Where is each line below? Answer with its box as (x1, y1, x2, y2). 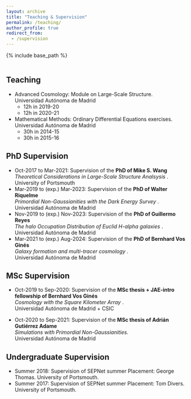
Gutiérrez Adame (14, 323, 57, 330)
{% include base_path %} (6, 52, 68, 59)
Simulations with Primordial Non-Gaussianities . (14, 329, 129, 336)
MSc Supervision (6, 271, 70, 281)
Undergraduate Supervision (6, 352, 110, 362)
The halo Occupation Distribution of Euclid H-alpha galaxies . (14, 223, 164, 230)
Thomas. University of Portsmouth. (14, 374, 99, 381)
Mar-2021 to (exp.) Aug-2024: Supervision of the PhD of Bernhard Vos (14, 235, 186, 242)
